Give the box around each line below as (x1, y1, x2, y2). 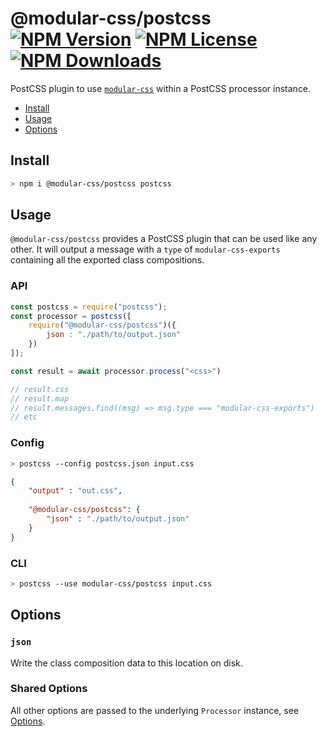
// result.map (10, 393, 70, 404)
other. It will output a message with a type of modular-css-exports (10, 243, 281, 256)
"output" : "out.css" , (28, 486, 123, 496)
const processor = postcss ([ (10, 311, 132, 321)
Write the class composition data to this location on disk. (10, 657, 243, 669)
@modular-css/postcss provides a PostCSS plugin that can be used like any (10, 233, 318, 245)
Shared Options (10, 682, 88, 696)
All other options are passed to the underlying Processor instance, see (10, 704, 300, 716)
